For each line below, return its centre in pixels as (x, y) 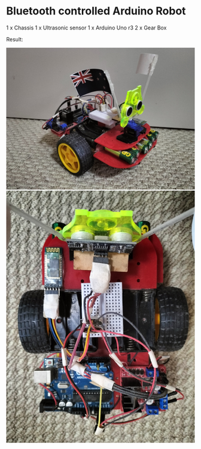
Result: (15, 39)
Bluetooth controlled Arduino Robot (96, 11)
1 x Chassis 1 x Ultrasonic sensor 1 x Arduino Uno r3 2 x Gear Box (86, 28)
